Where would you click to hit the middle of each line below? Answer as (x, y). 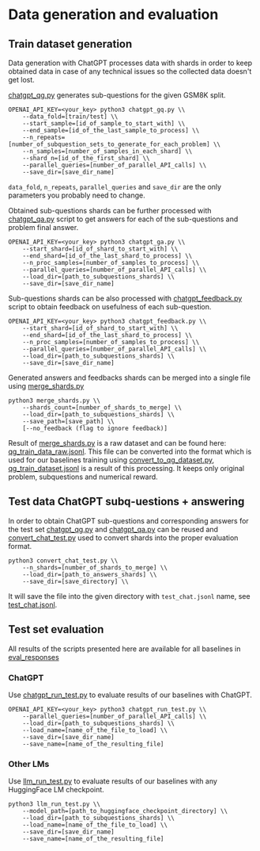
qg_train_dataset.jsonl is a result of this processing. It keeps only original (126, 468)
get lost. (22, 80)
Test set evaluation (56, 629)
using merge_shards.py (46, 386)
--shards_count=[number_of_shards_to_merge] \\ (102, 408)
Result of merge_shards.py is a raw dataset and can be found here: (117, 443)
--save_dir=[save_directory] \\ (75, 581)
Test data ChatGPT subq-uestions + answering (126, 502)
